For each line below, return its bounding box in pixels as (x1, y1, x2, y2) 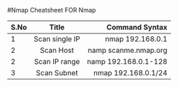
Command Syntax (106, 22, 168, 32)
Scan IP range (34, 57, 80, 66)
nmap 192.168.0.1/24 (93, 68, 168, 77)
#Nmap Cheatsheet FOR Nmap (7, 6, 96, 14)
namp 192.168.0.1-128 (87, 57, 168, 66)
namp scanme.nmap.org (87, 45, 168, 55)
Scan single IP (34, 34, 80, 44)
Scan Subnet (36, 68, 78, 77)
